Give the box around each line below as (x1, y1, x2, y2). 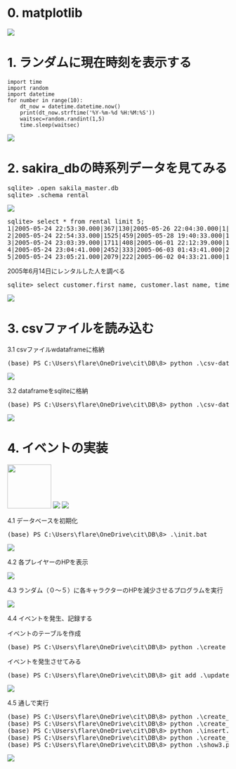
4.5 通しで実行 (7, 699, 49, 707)
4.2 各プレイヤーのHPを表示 (7, 558, 89, 566)
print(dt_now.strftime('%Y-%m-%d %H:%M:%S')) (20, 109, 156, 116)
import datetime (7, 90, 55, 98)
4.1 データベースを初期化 (7, 516, 79, 525)
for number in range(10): (7, 96, 83, 104)
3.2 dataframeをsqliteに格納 (7, 386, 88, 395)
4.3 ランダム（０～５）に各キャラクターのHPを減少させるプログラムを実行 (7, 586, 223, 594)
